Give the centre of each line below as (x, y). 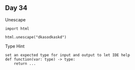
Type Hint (15, 46)
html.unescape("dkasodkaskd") (36, 37)
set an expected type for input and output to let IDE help (68, 55)
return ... (25, 63)
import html (17, 29)
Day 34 (16, 8)
